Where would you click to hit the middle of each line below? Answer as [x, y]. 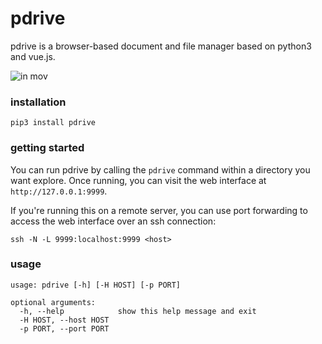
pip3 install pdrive [53, 123]
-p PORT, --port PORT [64, 328]
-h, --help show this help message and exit [138, 311]
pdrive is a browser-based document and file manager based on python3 [161, 46]
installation [38, 102]
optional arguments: [53, 302]
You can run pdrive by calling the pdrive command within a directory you [160, 169]
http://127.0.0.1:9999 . [59, 191]
